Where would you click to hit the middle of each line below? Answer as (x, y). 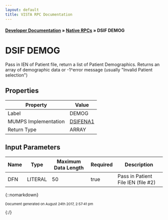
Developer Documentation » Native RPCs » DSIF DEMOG (65, 30)
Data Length (69, 167)
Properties (22, 91)
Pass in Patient (135, 176)
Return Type (22, 129)
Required (102, 164)
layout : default (22, 10)
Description (139, 164)
